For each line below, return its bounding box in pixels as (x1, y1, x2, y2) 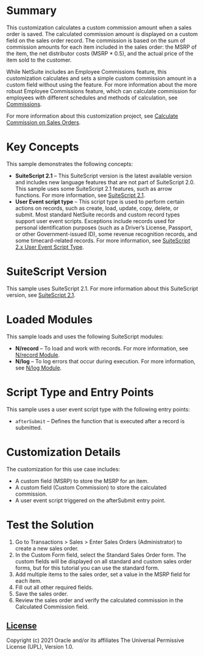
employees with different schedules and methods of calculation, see (6, 94, 178, 101)
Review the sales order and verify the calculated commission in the (15, 596, 184, 604)
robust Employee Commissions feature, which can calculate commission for (6, 87, 197, 94)
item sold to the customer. (6, 56, 72, 63)
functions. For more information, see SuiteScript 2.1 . (15, 191, 146, 199)
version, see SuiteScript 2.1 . (6, 291, 76, 299)
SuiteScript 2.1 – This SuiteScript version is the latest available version (15, 172, 192, 179)
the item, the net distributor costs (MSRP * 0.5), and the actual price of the (6, 49, 194, 57)
